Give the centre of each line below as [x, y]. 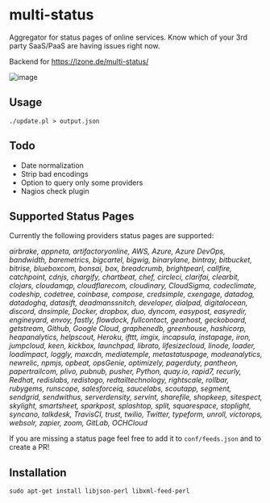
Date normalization [52, 165]
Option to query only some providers [82, 182]
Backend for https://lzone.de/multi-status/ [79, 61]
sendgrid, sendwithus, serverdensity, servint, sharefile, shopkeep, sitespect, [136, 397]
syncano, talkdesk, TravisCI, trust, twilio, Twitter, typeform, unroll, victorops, [136, 414]
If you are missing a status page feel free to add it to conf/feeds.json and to [135, 438]
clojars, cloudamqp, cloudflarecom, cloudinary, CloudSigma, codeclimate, [133, 286]
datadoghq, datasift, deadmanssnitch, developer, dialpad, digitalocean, [129, 303]
